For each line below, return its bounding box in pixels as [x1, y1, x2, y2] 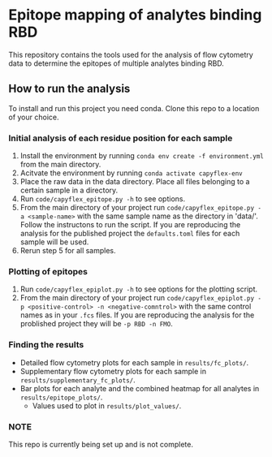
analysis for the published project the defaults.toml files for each [19, 229, 240, 239]
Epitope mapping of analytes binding [8, 6, 262, 24]
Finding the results [8, 339, 84, 351]
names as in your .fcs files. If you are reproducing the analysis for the [19, 310, 255, 320]
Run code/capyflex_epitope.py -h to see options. [19, 194, 185, 204]
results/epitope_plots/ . [19, 392, 103, 402]
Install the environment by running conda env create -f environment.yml [19, 151, 264, 161]
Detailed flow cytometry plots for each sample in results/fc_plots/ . [19, 357, 249, 367]
